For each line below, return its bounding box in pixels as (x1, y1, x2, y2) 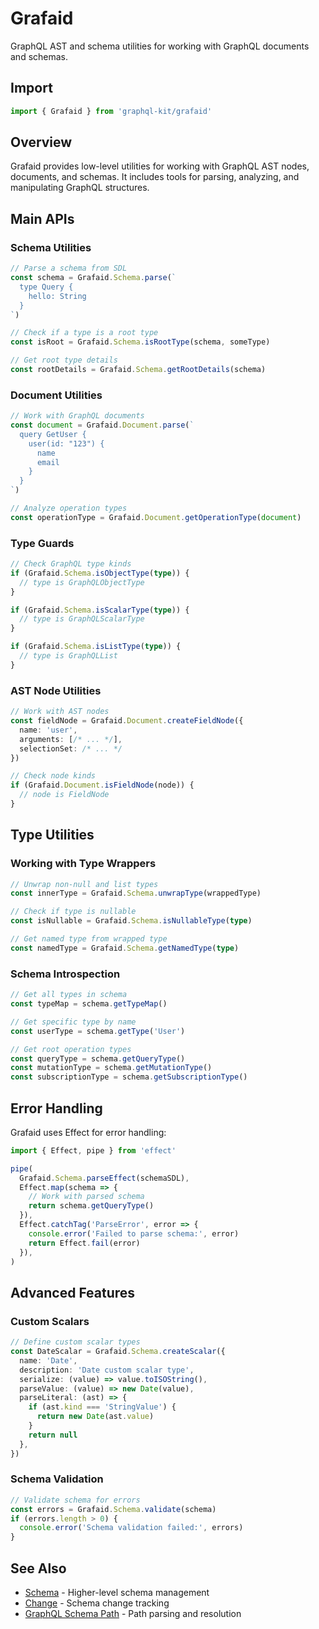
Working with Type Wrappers (10, 857, 157, 871)
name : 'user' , (19, 725, 78, 735)
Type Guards (10, 536, 75, 550)
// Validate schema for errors (10, 1495, 141, 1505)
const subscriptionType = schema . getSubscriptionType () (10, 1072, 248, 1082)
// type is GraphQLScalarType (19, 614, 145, 624)
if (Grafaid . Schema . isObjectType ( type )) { (10, 568, 190, 578)
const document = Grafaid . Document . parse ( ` (10, 420, 195, 431)
